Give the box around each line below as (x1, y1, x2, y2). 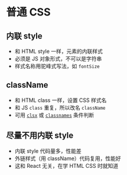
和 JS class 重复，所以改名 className (14, 104, 106, 111)
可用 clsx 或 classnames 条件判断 (14, 111, 95, 119)
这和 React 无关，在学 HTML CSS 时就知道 (14, 162, 119, 169)
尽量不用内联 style (6, 131, 74, 141)
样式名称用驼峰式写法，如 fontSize (14, 63, 100, 69)
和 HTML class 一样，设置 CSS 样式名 (14, 96, 107, 104)
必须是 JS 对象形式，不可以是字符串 (14, 55, 102, 62)
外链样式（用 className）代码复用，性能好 (14, 155, 121, 162)
